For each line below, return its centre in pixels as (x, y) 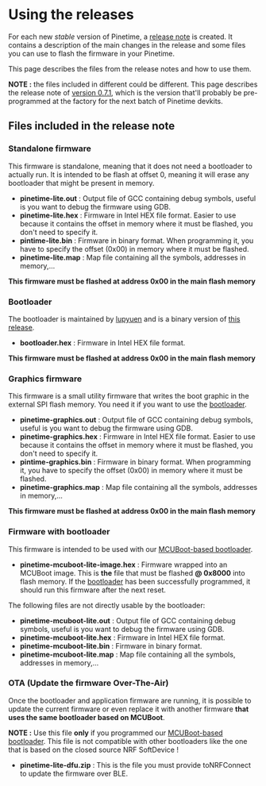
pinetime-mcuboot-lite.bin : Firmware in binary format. (111, 645)
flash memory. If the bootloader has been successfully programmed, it (135, 581)
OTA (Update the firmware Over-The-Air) (89, 683)
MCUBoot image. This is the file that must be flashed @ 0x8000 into (132, 572)
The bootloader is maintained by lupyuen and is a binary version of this (124, 318)
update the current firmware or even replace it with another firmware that (129, 709)
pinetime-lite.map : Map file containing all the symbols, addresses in (133, 257)
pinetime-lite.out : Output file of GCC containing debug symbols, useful (138, 198)
